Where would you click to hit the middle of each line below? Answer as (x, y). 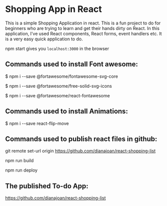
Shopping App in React (54, 9)
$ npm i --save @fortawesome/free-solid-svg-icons (59, 86)
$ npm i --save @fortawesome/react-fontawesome (58, 95)
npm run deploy (21, 170)
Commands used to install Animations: (67, 111)
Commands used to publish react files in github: (81, 139)
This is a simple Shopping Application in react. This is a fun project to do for (83, 23)
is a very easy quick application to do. (44, 39)
